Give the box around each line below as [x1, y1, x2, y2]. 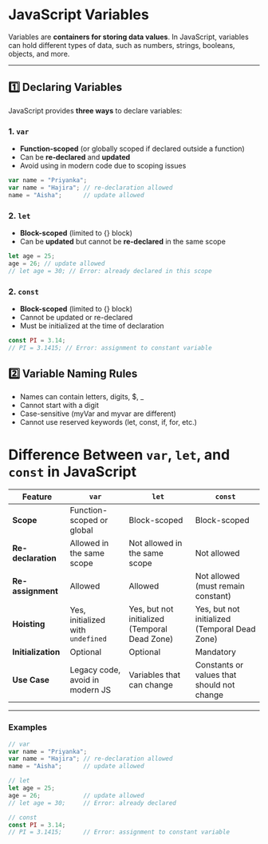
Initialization [12, 647, 61, 658]
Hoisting [12, 619, 45, 630]
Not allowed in [128, 537, 183, 549]
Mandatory [195, 647, 237, 658]
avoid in [69, 675, 100, 686]
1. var [8, 125, 30, 137]
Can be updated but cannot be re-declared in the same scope [19, 236, 226, 246]
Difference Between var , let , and [8, 446, 231, 464]
